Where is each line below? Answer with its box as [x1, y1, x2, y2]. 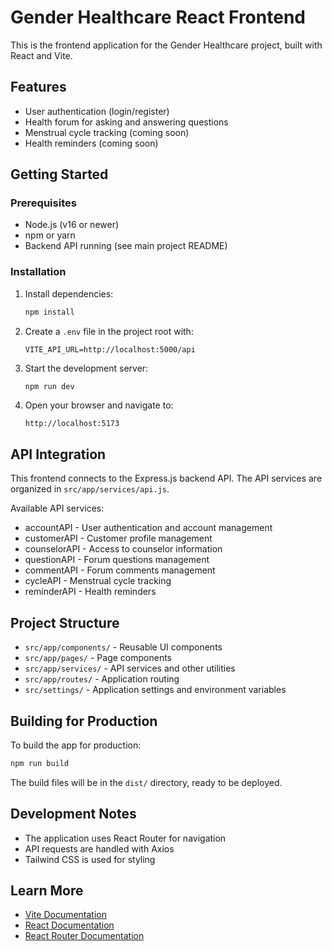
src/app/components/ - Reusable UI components [24, 641, 223, 653]
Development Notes [10, 806, 137, 823]
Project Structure [10, 614, 120, 631]
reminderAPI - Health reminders [24, 586, 157, 598]
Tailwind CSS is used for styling [24, 853, 156, 865]
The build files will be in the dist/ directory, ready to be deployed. [10, 776, 283, 788]
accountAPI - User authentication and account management [24, 522, 273, 534]
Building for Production [10, 712, 158, 730]
